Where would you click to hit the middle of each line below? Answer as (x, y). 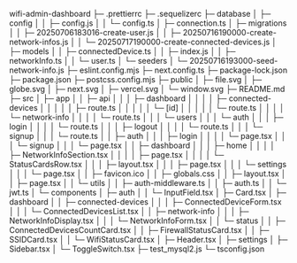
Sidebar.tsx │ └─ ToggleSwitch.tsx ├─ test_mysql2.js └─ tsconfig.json (137, 249)
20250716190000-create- (229, 32)
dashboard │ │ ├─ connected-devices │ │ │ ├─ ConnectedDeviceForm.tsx (145, 202)
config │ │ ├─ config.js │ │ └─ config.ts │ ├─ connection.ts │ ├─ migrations (148, 23)
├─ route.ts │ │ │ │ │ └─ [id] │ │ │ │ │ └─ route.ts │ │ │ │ (180, 108)
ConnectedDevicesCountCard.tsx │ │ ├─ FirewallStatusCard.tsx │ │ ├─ (139, 230)
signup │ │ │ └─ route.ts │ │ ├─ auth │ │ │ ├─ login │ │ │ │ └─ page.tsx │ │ (148, 136)
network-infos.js (39, 42)
